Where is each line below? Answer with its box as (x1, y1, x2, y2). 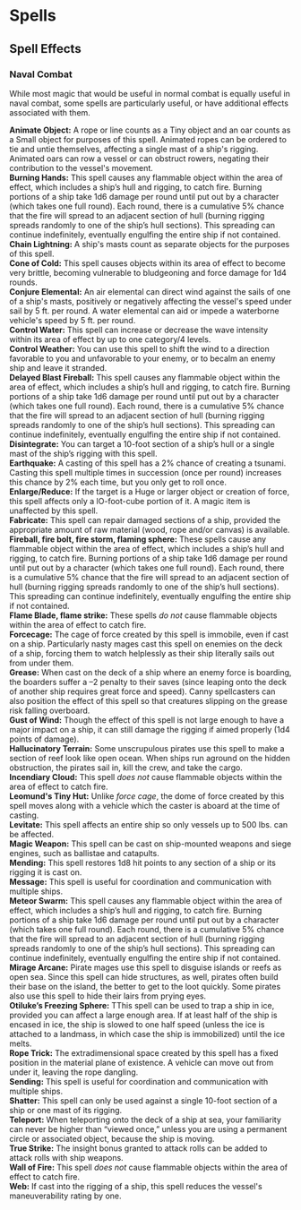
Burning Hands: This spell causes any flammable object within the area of (9, 172, 284, 183)
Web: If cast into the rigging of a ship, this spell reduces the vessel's (9, 1180, 262, 1191)
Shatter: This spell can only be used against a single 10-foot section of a (9, 1094, 278, 1106)
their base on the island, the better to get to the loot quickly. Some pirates (9, 981, 281, 991)
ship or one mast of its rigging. (9, 1104, 123, 1115)
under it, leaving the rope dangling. (9, 1067, 139, 1077)
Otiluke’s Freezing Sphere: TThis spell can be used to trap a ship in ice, (9, 1000, 275, 1010)
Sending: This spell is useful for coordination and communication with (9, 1076, 269, 1086)
